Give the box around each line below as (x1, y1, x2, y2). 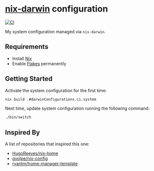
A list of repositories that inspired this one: (5, 141, 90, 147)
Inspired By (5, 128, 40, 136)
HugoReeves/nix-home (12, 151, 59, 157)
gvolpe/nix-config (12, 156, 48, 161)
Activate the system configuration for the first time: (5, 87, 107, 93)
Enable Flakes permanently (12, 60, 66, 66)
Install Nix (12, 56, 32, 61)
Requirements (5, 43, 48, 51)
